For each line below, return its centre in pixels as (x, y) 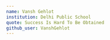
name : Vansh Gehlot (30, 11)
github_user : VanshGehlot (38, 28)
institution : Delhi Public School (49, 17)
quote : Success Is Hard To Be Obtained (55, 22)
